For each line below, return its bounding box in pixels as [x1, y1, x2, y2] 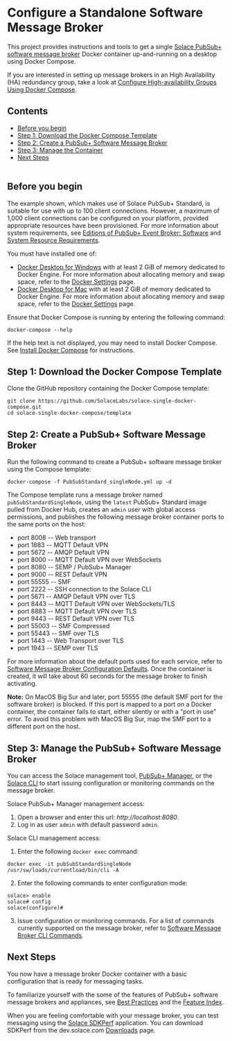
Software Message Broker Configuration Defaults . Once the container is [7, 665, 213, 673]
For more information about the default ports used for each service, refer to [7, 657, 223, 666]
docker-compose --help [7, 326, 73, 333]
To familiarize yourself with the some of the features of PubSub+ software [7, 990, 219, 999]
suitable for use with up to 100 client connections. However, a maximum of [7, 206, 220, 215]
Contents [7, 105, 48, 117]
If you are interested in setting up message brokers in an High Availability [7, 71, 215, 79]
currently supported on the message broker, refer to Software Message [17, 924, 222, 932]
